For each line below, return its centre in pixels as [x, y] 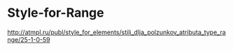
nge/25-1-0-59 [29, 39]
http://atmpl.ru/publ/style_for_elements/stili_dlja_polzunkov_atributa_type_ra [116, 32]
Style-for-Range [56, 13]
